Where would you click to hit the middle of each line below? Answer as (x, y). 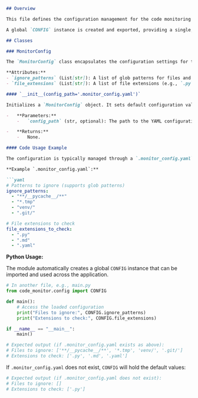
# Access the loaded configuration (60, 307)
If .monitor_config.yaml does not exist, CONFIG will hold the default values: (96, 367)
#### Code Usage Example (37, 148)
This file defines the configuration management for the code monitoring (99, 19)
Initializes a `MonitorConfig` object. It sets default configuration (95, 105)
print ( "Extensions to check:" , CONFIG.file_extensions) (87, 318)
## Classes (19, 41)
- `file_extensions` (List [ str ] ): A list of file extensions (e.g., (92, 83)
